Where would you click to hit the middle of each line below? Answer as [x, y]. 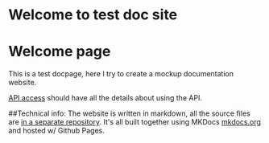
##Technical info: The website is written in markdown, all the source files [130, 113]
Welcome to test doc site [93, 15]
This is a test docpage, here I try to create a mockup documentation [121, 74]
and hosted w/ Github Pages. [56, 131]
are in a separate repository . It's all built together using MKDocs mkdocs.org [135, 122]
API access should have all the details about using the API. [106, 98]
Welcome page [60, 52]
